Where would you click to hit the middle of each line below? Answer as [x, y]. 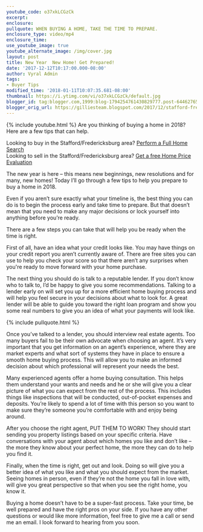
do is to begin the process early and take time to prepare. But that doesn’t [98, 205]
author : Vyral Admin [32, 74]
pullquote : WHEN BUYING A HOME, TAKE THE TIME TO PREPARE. [82, 29]
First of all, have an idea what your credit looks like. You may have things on [101, 247]
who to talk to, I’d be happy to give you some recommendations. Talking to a [101, 285]
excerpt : [17, 18]
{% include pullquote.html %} [43, 322]
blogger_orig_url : [29, 107]
